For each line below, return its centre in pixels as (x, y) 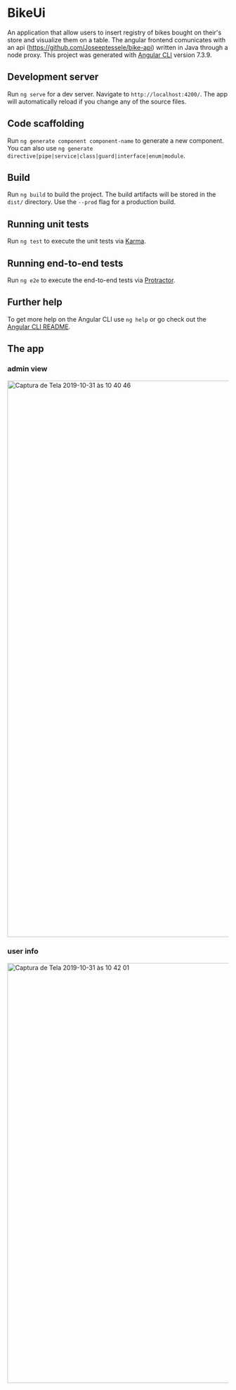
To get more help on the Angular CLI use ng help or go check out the (107, 319)
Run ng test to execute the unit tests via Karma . (77, 241)
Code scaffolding (46, 124)
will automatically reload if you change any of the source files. (97, 101)
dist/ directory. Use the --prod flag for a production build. (91, 202)
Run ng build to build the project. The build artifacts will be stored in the (112, 194)
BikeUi (26, 13)
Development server (53, 77)
